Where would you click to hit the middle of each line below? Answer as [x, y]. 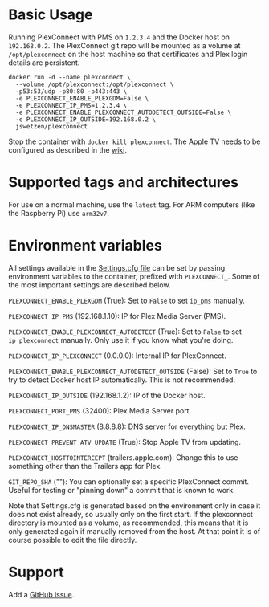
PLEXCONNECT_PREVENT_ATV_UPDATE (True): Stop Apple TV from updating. [125, 442]
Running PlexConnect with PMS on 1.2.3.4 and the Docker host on [119, 37]
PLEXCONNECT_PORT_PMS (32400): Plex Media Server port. [100, 410]
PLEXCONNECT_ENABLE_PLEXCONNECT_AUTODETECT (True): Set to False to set [125, 332]
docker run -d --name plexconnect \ [69, 77]
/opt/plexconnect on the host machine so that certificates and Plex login [128, 54]
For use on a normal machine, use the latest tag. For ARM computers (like [132, 204]
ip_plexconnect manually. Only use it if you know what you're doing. [121, 340]
